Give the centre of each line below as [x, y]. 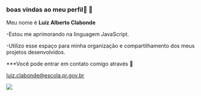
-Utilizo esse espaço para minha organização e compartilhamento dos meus [100, 46]
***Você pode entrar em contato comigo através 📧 [70, 64]
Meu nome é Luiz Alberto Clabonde [51, 23]
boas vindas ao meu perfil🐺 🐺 [49, 10]
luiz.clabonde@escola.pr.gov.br [45, 76]
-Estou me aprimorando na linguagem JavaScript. [67, 34]
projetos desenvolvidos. [36, 52]
